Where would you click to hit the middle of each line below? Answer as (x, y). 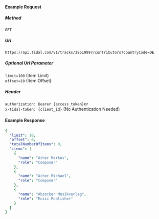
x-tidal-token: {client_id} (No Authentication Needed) (63, 109)
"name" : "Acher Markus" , (43, 158)
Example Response (25, 120)
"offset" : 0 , (23, 140)
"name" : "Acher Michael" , (44, 176)
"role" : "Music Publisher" (45, 199)
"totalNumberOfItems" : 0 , (36, 144)
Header (13, 92)
